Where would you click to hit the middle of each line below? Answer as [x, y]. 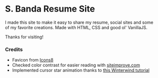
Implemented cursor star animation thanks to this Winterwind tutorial [81, 70]
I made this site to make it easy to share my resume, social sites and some [79, 22]
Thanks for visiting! [24, 37]
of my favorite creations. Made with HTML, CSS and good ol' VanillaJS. [76, 27]
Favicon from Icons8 [33, 60]
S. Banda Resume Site [50, 9]
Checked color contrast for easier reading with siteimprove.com [76, 65]
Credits [14, 49]
